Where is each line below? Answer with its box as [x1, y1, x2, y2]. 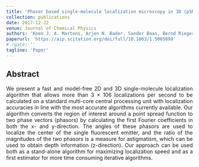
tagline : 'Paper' [6, 47, 49, 53]
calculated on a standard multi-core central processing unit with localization [6, 97, 193, 104]
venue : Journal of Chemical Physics [6, 25, 97, 31]
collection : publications [6, 14, 70, 20]
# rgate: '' [6, 42, 36, 48]
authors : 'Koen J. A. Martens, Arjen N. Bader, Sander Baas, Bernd [6, 31, 176, 37]
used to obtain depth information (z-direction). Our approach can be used [6, 142, 193, 149]
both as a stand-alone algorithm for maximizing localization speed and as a [6, 147, 193, 155]
